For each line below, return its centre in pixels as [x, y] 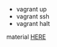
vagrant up [31, 9]
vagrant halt [33, 23]
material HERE [26, 37]
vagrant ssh [33, 16]
